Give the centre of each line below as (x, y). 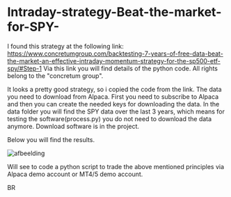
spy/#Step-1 (24, 68)
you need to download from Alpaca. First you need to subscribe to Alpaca (113, 96)
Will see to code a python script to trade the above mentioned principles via (116, 166)
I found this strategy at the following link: (65, 46)
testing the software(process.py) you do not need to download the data (110, 118)
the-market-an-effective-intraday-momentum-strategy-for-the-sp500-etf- (114, 61)
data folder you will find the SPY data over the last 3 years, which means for (116, 111)
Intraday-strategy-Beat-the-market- (114, 12)
